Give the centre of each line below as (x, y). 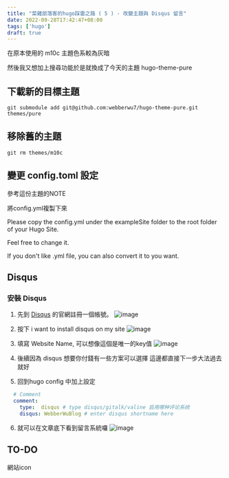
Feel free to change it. (38, 242)
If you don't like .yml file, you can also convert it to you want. (93, 256)
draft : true (24, 33)
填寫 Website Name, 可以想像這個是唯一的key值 (85, 344)
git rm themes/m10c (35, 153)
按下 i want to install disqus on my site (71, 329)
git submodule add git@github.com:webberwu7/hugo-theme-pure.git (102, 108)
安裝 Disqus (27, 298)
